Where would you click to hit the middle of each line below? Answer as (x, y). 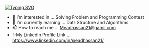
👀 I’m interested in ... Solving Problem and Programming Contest (78, 17)
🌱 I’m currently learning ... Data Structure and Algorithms (70, 22)
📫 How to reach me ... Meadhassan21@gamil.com (64, 28)
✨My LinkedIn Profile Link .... (42, 35)
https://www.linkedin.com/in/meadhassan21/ (58, 40)
